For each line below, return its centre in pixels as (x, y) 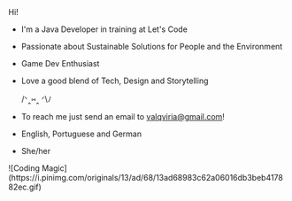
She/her (35, 151)
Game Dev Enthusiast (60, 63)
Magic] (54, 168)
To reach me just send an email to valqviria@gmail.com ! (123, 116)
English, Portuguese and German (81, 134)
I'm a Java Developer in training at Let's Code (104, 29)
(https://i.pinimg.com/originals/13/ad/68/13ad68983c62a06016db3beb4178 (146, 178)
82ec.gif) (25, 187)
